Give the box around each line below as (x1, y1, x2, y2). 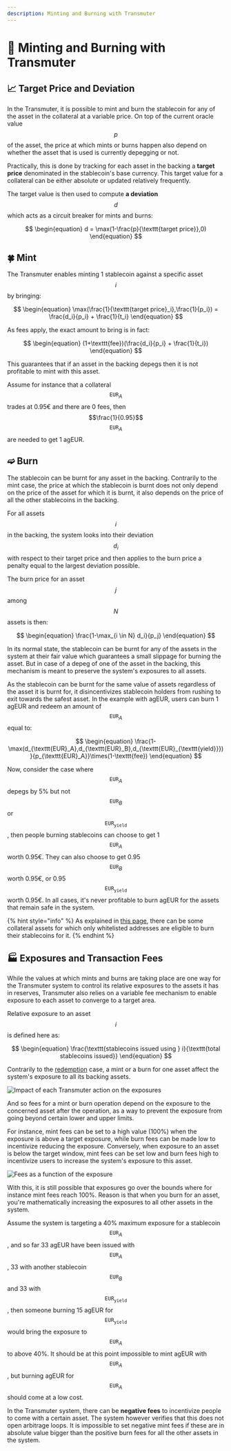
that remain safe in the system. (7, 903, 95, 912)
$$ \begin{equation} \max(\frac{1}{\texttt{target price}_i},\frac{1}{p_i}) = (13, 305, 219, 314)
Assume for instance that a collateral (7, 381, 112, 389)
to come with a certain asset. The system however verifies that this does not (7, 1414, 224, 1423)
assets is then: (7, 617, 48, 626)
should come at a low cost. (7, 1393, 84, 1402)
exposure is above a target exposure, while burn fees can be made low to (7, 1135, 216, 1143)
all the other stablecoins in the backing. (7, 495, 119, 504)
